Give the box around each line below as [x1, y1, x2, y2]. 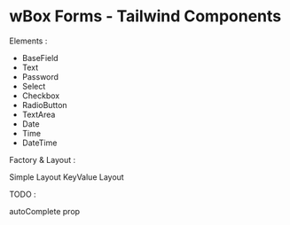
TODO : [9, 189, 37, 199]
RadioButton [21, 99, 68, 110]
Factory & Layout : [9, 154, 76, 165]
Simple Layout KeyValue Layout [9, 171, 124, 182]
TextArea [21, 109, 56, 120]
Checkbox [21, 90, 60, 101]
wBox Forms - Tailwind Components [9, 6, 282, 27]
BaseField [21, 52, 59, 63]
